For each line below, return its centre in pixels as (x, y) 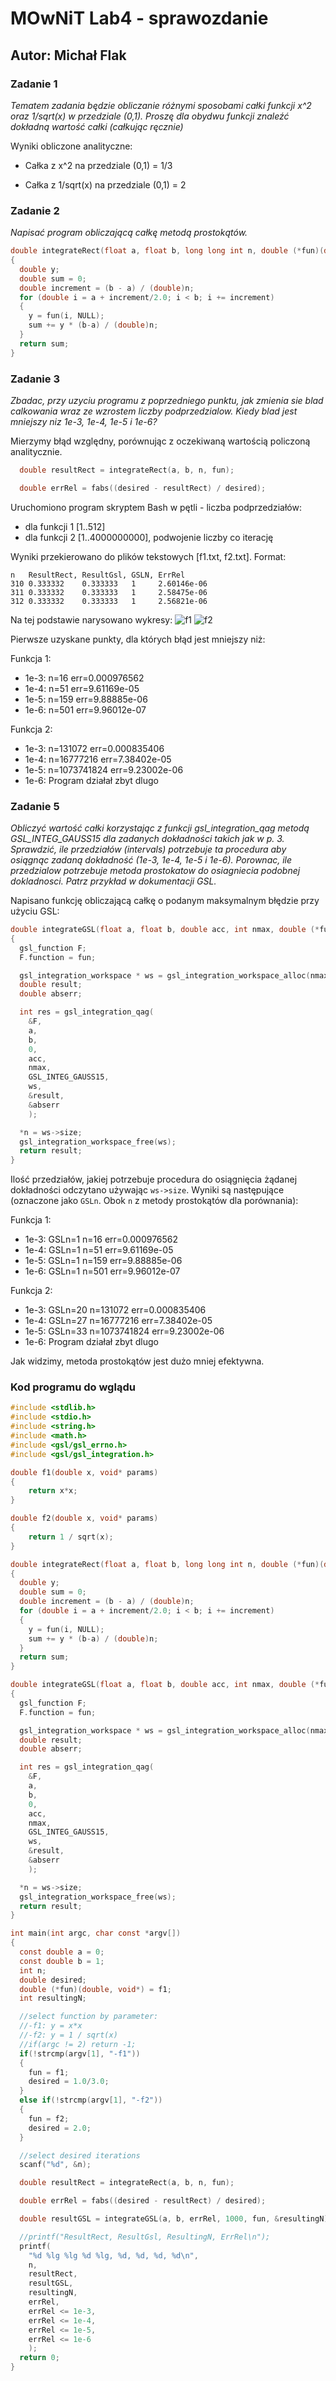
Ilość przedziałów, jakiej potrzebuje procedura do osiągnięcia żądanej (154, 1179)
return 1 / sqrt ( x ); (71, 1537)
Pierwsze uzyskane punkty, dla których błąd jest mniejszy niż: (138, 639)
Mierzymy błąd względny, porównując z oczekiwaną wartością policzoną (160, 441)
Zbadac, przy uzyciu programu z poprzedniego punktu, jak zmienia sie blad (167, 400)
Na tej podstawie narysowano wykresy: (91, 619)
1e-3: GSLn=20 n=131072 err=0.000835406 (115, 1310)
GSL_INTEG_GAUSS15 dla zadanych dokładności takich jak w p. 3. (147, 839)
